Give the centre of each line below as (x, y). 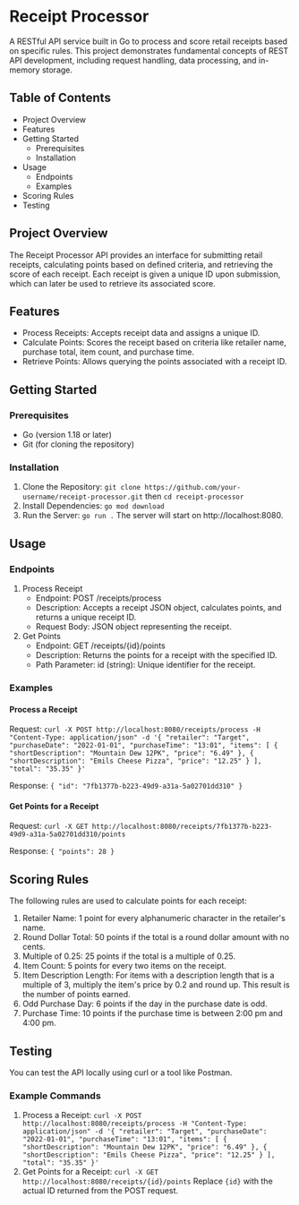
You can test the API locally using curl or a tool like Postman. (121, 1073)
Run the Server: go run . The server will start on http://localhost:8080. (153, 516)
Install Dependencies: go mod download (94, 506)
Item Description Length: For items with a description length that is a (148, 975)
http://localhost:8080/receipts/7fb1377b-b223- (182, 827)
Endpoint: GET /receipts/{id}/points (100, 645)
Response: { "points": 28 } (62, 851)
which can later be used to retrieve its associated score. (113, 283)
